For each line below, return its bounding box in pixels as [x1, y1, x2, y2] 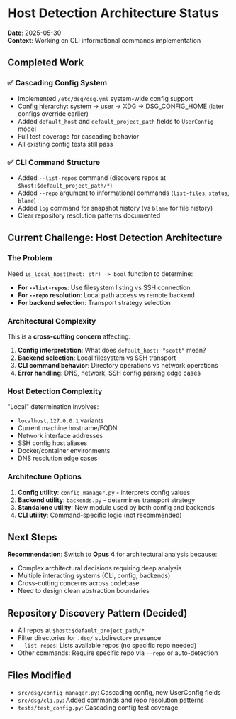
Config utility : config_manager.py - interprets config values [17, 488, 191, 496]
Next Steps [7, 531, 57, 543]
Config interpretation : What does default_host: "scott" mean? [17, 346, 206, 354]
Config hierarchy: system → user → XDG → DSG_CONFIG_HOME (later [17, 102, 225, 110]
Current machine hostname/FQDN [17, 424, 118, 432]
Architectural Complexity [7, 316, 96, 326]
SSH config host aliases [17, 439, 87, 447]
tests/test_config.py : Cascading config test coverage [17, 703, 179, 712]
